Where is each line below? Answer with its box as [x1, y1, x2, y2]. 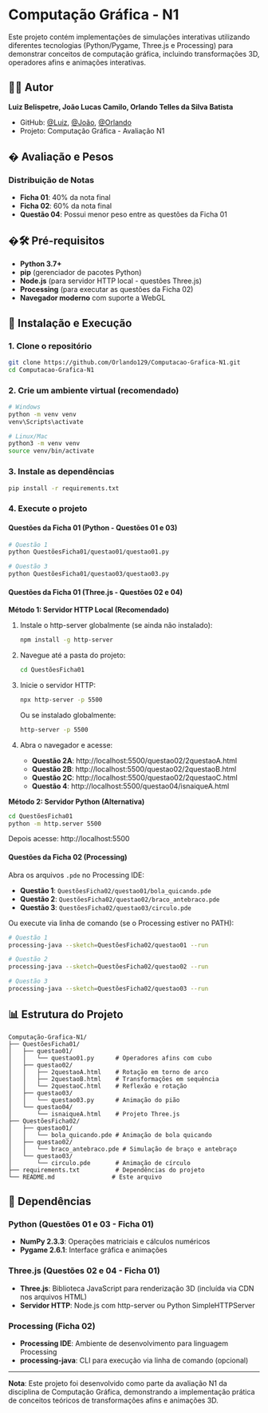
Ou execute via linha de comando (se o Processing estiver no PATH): [8, 918, 235, 928]
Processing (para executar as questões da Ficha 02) [19, 285, 194, 294]
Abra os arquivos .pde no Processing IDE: [8, 870, 145, 880]
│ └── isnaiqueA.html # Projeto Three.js [8, 1110, 180, 1118]
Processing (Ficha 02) [8, 1320, 96, 1331]
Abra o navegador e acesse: [19, 740, 113, 749]
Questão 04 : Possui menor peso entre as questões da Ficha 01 [19, 210, 227, 219]
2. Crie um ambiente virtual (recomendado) [8, 385, 179, 396]
